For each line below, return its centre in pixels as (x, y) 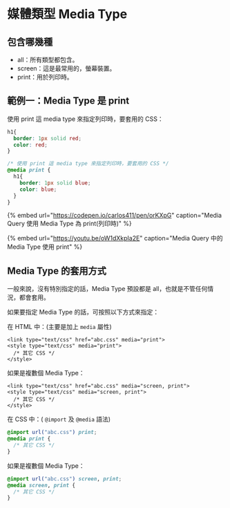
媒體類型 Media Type (67, 14)
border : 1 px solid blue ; (55, 183)
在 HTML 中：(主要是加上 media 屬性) (59, 327)
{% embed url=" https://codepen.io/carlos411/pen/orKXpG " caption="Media (115, 216)
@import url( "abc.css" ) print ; (52, 433)
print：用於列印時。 (45, 77)
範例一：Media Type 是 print (68, 101)
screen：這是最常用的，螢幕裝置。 (66, 68)
